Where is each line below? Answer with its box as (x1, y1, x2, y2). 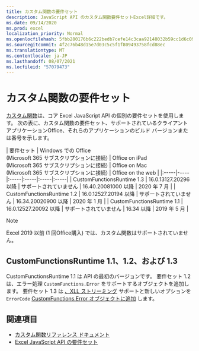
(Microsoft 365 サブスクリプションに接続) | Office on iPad (6, 154, 147, 162)
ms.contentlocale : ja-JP (6, 53, 68, 59)
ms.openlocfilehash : (6, 36, 57, 42)
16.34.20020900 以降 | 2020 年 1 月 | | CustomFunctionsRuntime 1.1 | (15, 198, 184, 205)
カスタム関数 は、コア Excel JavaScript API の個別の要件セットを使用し (6, 112, 179, 119)
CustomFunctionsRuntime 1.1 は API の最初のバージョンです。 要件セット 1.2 (6, 273, 191, 280)
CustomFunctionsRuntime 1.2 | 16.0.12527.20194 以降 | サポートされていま (6, 191, 186, 198)
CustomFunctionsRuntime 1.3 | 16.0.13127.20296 (73, 176, 190, 183)
